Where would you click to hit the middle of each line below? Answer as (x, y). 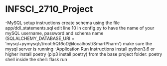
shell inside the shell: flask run (36, 59)
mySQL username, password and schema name (54, 33)
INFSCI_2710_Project (49, 9)
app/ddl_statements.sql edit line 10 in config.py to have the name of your (80, 28)
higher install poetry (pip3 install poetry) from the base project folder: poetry (84, 54)
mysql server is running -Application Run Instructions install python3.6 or (80, 49)
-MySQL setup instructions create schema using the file (63, 23)
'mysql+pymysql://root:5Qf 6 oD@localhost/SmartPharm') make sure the (79, 43)
